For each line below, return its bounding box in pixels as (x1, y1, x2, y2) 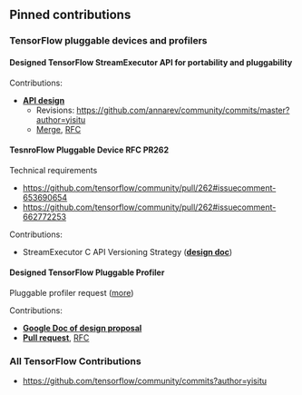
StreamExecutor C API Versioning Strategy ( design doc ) (22, 246, 233, 257)
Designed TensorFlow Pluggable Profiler (9, 267, 165, 278)
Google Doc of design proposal (22, 322, 142, 333)
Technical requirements (9, 164, 98, 175)
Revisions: (35, 104, 75, 115)
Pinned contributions (9, 7, 132, 23)
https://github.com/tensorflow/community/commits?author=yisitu (22, 376, 268, 387)
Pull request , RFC (22, 331, 90, 343)
